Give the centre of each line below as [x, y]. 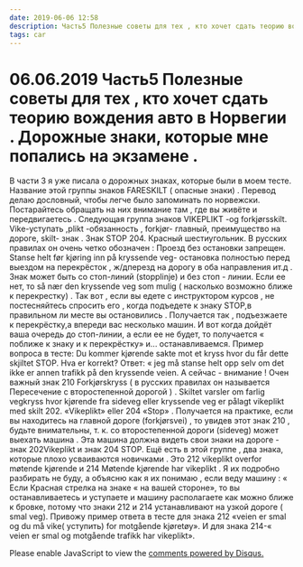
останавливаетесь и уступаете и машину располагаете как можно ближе [151, 497]
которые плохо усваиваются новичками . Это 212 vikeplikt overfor [136, 459]
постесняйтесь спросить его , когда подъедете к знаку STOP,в [131, 306]
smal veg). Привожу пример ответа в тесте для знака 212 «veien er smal [148, 516]
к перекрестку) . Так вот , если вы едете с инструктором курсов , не [142, 296]
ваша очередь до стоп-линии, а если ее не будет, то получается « [137, 334]
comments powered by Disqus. [206, 553]
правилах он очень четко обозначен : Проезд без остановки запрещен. [147, 248]
